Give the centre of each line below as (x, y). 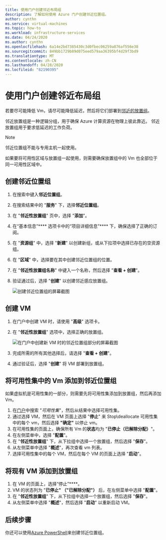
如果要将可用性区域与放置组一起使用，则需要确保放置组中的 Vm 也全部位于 (81, 158)
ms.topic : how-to (23, 28)
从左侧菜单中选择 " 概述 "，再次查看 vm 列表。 (58, 448)
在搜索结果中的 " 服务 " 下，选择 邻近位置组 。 (57, 205)
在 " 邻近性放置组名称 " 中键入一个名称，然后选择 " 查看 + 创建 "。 (77, 270)
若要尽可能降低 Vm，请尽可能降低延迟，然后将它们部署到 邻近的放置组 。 (79, 110)
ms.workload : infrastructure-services (45, 33)
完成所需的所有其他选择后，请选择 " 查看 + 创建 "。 (63, 353)
